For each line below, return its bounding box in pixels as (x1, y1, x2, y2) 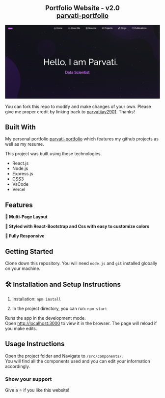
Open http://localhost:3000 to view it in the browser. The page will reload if (5, 320, 157, 326)
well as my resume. (5, 141, 44, 147)
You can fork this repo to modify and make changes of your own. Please (5, 103, 151, 109)
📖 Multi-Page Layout (5, 214, 48, 220)
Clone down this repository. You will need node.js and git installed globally (5, 260, 158, 266)
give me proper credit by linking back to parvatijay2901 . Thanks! (5, 108, 135, 115)
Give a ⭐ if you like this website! (5, 387, 70, 393)
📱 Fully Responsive (5, 233, 45, 239)
